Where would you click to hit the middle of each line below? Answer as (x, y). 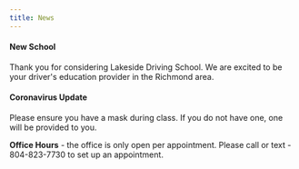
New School (33, 47)
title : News (32, 18)
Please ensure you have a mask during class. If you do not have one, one (146, 118)
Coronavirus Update (49, 97)
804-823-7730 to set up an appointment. (86, 154)
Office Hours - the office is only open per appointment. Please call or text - (150, 145)
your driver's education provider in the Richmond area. (112, 76)
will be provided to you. (53, 127)
